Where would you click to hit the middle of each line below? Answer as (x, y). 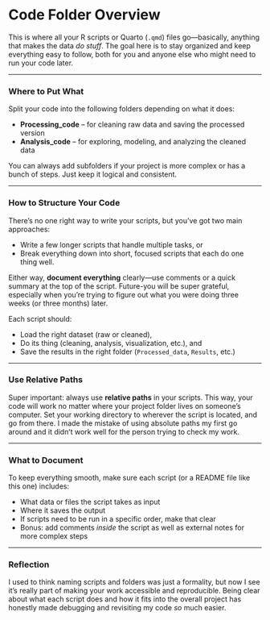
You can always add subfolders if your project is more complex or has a (127, 166)
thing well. (37, 262)
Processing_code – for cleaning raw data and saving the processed (132, 125)
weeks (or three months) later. (58, 303)
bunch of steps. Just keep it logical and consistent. (93, 174)
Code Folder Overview (84, 15)
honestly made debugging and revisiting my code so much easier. (117, 608)
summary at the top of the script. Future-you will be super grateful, (119, 286)
